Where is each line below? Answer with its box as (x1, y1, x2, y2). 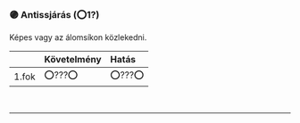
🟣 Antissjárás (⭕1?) (9, 8, 100, 20)
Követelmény (44, 53, 102, 66)
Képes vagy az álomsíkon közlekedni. (9, 32, 147, 43)
